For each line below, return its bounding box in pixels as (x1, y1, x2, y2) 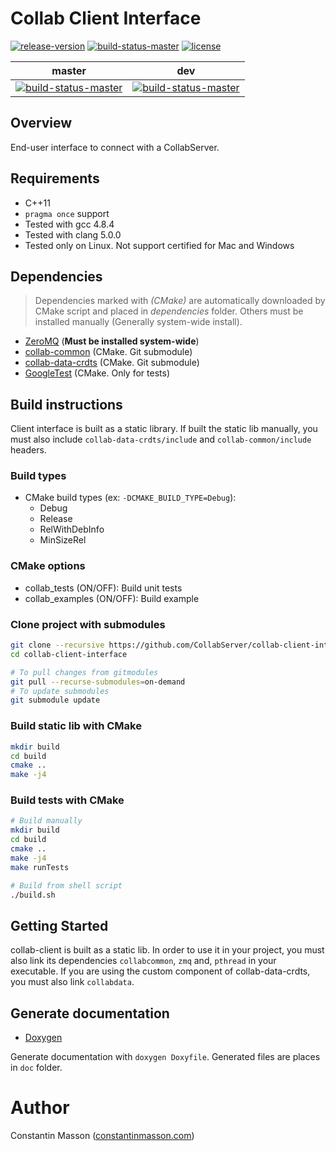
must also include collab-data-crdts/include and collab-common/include (10, 433, 312, 446)
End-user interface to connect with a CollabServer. (10, 141, 220, 153)
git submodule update (10, 695, 101, 706)
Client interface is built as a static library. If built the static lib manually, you (10, 423, 318, 435)
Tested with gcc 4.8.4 (24, 218, 115, 230)
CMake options (10, 559, 86, 573)
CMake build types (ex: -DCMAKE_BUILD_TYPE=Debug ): (24, 492, 237, 504)
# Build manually (10, 816, 83, 826)
